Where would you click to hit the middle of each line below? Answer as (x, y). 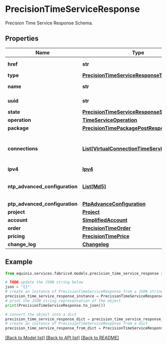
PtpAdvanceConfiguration (114, 204)
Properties (22, 39)
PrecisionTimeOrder (106, 228)
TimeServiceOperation (110, 120)
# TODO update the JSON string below (44, 282)
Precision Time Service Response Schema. (49, 23)
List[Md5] (94, 186)
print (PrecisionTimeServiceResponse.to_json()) (55, 305)
